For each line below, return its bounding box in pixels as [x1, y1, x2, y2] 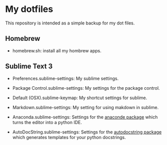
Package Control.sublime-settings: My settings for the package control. [12, 85, 160, 91]
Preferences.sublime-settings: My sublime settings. [12, 75, 119, 81]
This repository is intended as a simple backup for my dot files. [5, 20, 135, 26]
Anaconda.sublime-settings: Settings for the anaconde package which [12, 114, 158, 120]
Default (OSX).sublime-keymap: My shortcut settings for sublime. [12, 95, 147, 101]
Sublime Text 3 [5, 62, 53, 71]
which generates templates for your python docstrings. [12, 134, 126, 140]
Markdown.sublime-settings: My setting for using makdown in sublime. [12, 104, 159, 110]
